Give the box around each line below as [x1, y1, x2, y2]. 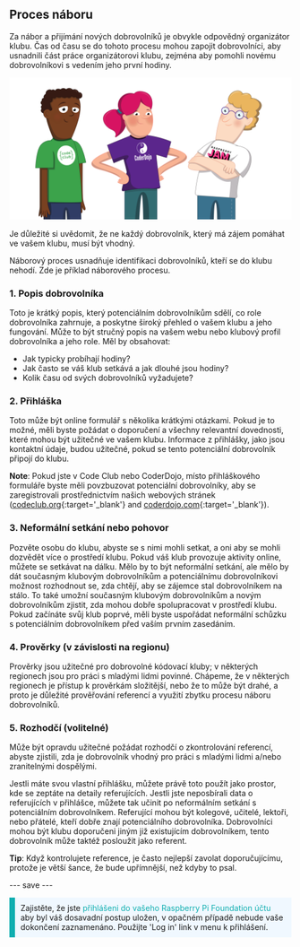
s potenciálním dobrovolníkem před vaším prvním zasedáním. [9, 618, 236, 629]
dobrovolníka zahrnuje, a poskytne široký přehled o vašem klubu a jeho [9, 317, 273, 328]
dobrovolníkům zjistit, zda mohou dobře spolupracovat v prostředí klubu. [9, 599, 278, 610]
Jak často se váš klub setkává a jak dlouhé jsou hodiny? [21, 363, 229, 374]
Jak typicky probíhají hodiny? [21, 353, 131, 364]
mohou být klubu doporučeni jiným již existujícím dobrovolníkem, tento [9, 826, 270, 837]
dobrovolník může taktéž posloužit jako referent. [9, 836, 188, 847]
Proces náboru [9, 7, 94, 22]
